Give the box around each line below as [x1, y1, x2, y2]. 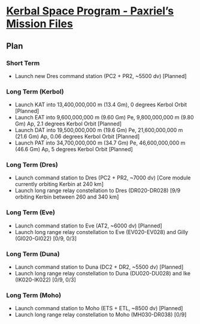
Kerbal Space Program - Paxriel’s [6, 4, 174, 18]
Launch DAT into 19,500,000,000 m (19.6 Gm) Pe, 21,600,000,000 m [14, 127, 183, 134]
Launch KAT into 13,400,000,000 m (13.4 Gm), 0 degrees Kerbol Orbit [14, 101, 187, 109]
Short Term [6, 59, 40, 67]
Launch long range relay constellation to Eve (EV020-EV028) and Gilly [14, 228, 189, 235]
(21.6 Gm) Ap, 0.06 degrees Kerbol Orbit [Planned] [14, 133, 140, 140]
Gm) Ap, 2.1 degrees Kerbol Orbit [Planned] [14, 120, 122, 127]
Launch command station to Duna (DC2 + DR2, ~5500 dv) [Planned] [14, 263, 184, 271]
